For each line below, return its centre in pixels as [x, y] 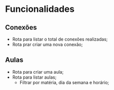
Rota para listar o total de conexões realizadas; [60, 39]
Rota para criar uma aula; [38, 72]
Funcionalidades [40, 9]
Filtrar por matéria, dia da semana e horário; [64, 82]
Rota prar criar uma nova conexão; [47, 45]
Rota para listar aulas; [34, 77]
